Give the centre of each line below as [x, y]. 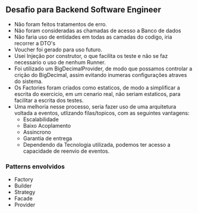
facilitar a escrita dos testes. [49, 100]
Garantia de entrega [48, 138]
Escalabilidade [41, 119]
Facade [23, 199]
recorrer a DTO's [35, 43]
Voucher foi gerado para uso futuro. [58, 50]
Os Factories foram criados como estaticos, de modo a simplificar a [97, 87]
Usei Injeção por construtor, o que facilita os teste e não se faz [91, 55]
